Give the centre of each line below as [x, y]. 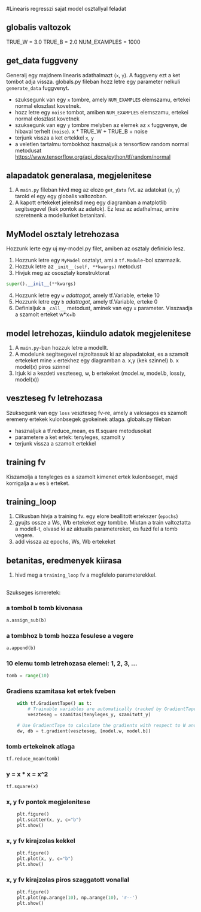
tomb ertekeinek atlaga [41, 746]
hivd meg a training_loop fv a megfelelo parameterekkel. [86, 575]
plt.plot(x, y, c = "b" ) [45, 859]
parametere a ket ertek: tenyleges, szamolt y [70, 437]
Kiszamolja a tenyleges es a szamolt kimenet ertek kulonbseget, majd [92, 477]
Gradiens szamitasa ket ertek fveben [61, 691]
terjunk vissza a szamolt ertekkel [55, 443]
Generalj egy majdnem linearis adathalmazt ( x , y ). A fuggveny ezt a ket [93, 75]
